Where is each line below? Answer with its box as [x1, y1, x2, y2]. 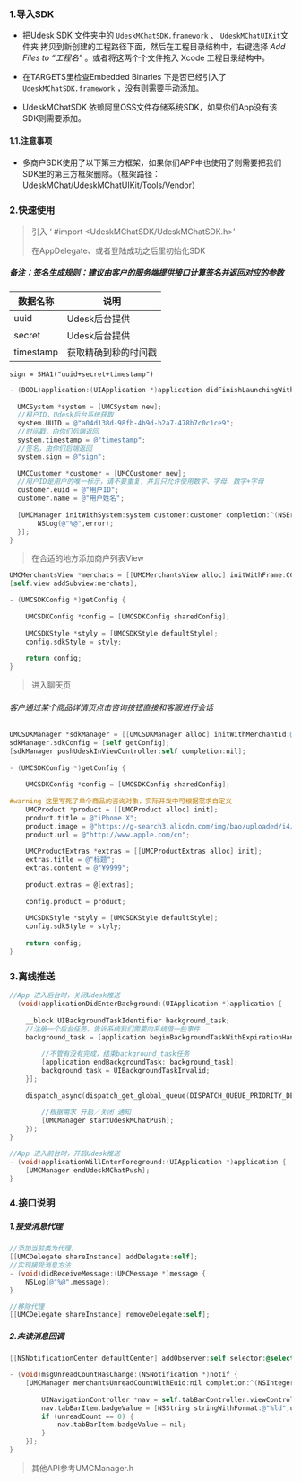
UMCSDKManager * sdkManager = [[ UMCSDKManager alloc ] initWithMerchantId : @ [9, 730, 295, 740]
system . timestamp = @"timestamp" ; [17, 435, 146, 445]
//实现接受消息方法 [9, 1261, 72, 1270]
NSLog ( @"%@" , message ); [25, 1277, 110, 1286]
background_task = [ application [25, 1032, 146, 1042]
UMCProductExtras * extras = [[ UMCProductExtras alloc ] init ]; [25, 846, 262, 856]
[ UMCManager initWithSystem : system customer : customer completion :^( [17, 510, 279, 520]
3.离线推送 [9, 969, 56, 982]
